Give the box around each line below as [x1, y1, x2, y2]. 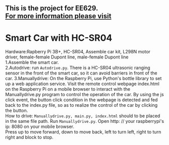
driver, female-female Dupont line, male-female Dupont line [5, 54, 129, 60]
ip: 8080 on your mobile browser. [5, 123, 75, 130]
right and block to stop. [5, 134, 54, 140]
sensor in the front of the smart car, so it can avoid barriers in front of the [5, 70, 157, 76]
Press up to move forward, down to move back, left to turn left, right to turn [5, 129, 161, 135]
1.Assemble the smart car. [5, 59, 59, 65]
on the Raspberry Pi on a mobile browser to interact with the [5, 86, 130, 92]
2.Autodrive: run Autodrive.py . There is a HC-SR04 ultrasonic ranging [5, 65, 150, 71]
